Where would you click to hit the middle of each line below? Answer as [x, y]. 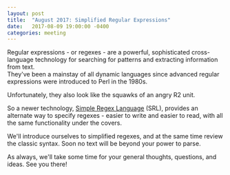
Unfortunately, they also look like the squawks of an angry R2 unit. [101, 95]
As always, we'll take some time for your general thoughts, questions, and [112, 157]
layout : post [26, 13]
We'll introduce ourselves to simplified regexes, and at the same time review [115, 136]
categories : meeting [37, 33]
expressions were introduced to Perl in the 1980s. [77, 82]
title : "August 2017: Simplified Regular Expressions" [89, 20]
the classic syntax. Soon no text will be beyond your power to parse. [104, 144]
